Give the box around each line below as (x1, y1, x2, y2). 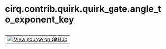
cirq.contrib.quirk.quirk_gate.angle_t (5, 3, 161, 15)
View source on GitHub (14, 36, 68, 43)
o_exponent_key (5, 14, 74, 25)
